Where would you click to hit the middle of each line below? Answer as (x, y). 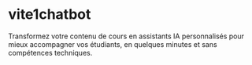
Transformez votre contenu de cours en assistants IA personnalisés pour (126, 36)
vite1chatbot (50, 14)
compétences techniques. (50, 52)
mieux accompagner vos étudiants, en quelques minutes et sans (113, 44)
